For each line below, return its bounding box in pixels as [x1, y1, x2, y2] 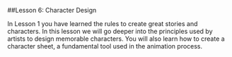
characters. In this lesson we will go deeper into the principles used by [7, 27, 213, 35]
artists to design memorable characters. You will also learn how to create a [7, 34, 225, 43]
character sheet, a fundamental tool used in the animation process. [7, 42, 203, 50]
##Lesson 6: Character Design [7, 6, 97, 14]
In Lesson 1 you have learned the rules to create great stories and [7, 20, 198, 27]
